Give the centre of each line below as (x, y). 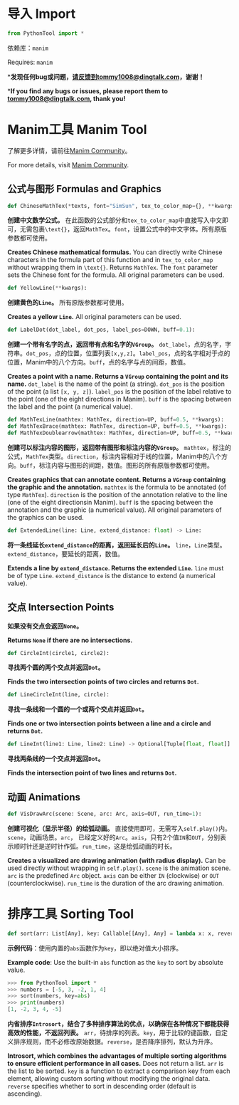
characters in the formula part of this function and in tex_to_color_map (110, 260)
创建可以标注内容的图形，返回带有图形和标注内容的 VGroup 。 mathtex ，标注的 (119, 447)
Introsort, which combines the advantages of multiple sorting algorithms (117, 1056)
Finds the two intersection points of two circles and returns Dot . (103, 682)
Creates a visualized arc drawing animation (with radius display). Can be (117, 860)
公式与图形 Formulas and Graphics (84, 189)
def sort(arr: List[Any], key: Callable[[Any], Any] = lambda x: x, (111, 933)
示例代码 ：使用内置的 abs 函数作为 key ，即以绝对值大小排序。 (95, 948)
